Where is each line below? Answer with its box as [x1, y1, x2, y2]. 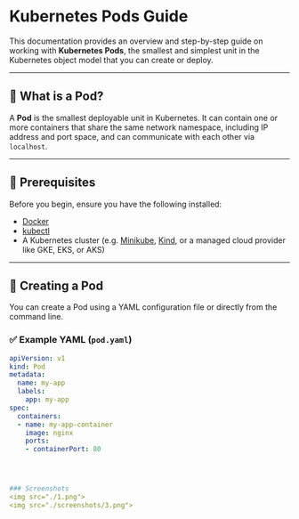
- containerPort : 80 [25, 445, 101, 454]
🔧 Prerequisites [9, 175, 96, 191]
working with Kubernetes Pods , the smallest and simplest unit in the [9, 45, 260, 55]
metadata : [9, 370, 46, 379]
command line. [9, 312, 64, 322]
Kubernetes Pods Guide [9, 6, 189, 27]
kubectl [21, 225, 51, 236]
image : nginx [25, 428, 74, 437]
